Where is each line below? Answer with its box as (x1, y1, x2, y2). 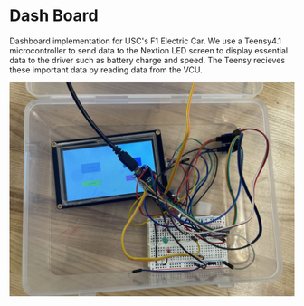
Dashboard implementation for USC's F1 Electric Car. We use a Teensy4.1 (9, 35, 282, 46)
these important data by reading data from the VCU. (9, 64, 203, 75)
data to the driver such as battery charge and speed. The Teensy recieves (9, 54, 286, 65)
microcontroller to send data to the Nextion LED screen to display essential (9, 44, 289, 55)
